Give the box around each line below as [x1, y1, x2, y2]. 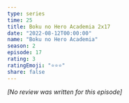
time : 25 [7, 17, 33, 24]
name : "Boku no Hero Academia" [7, 36, 98, 43]
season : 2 [7, 42, 36, 49]
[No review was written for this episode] [7, 88, 123, 96]
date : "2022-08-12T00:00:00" [7, 29, 92, 37]
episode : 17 [7, 49, 42, 56]
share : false [7, 68, 45, 75]
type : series [7, 10, 45, 17]
